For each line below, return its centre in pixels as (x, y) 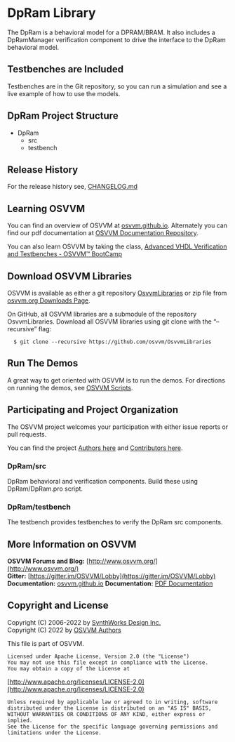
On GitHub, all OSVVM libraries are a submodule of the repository (102, 314)
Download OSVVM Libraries (69, 276)
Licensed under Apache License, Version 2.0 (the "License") (99, 656)
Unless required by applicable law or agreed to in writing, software (113, 702)
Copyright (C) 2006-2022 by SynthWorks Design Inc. (84, 622)
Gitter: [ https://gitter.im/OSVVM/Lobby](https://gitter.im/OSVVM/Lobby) (112, 576)
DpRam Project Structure (63, 116)
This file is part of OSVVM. (46, 643)
